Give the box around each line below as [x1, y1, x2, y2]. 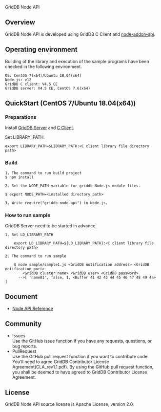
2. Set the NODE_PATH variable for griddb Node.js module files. [5, 183, 141, 188]
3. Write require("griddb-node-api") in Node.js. [5, 200, 108, 205]
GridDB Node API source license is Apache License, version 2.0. [5, 401, 134, 407]
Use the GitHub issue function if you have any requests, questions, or [12, 338, 152, 344]
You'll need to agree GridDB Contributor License [12, 359, 109, 365]
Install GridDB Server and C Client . [5, 125, 75, 131]
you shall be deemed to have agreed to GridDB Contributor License [12, 369, 147, 375]
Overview [5, 18, 36, 26]
